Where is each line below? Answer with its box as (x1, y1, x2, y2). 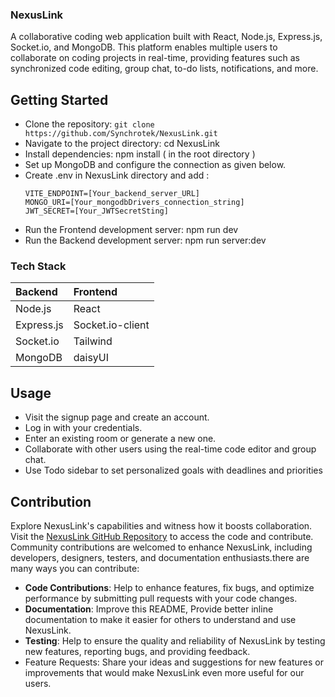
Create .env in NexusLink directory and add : (24, 169, 210, 182)
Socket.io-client (73, 318, 150, 332)
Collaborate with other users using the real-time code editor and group (24, 443, 317, 455)
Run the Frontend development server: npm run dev (24, 224, 239, 236)
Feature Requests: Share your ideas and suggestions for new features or (24, 656, 324, 668)
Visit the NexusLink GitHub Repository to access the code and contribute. (10, 531, 314, 543)
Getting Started (10, 91, 109, 108)
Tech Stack (10, 259, 67, 273)
